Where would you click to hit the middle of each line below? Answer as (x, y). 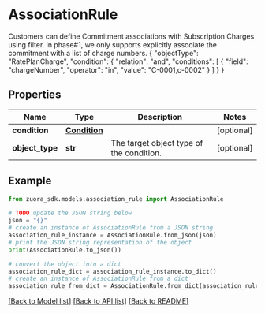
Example (30, 181)
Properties (35, 95)
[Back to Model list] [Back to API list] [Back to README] (99, 301)
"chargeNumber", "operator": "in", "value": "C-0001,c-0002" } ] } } (116, 69)
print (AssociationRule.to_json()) (65, 250)
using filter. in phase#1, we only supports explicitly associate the (113, 44)
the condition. (136, 153)
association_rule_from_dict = (58, 286)
